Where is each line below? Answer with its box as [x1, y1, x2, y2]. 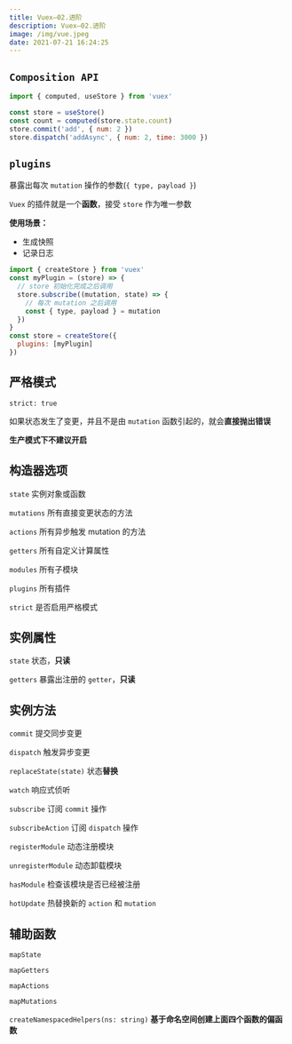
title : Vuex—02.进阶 [9, 12, 83, 22]
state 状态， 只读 [9, 655, 71, 666]
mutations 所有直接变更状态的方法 [9, 507, 133, 518]
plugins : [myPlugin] [17, 339, 93, 349]
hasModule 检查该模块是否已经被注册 [9, 879, 141, 889]
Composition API [9, 70, 99, 84]
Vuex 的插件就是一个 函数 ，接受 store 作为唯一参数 [9, 199, 193, 210]
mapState [9, 950, 42, 960]
